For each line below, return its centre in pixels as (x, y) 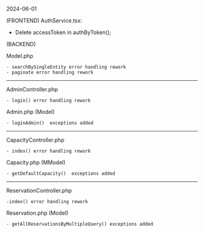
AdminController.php (32, 89)
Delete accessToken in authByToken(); (63, 32)
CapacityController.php (36, 140)
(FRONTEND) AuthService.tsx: (44, 20)
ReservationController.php (39, 190)
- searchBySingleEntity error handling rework (66, 67)
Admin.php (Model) (30, 112)
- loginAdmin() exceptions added (50, 123)
